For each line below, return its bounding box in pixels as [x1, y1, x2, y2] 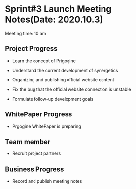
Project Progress [5, 44, 58, 53]
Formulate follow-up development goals [12, 96, 94, 102]
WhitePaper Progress [5, 110, 72, 119]
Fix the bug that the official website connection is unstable [12, 86, 131, 92]
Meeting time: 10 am [5, 30, 46, 36]
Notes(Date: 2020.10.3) [5, 14, 103, 25]
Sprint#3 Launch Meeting [5, 3, 112, 15]
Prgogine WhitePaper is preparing [12, 123, 81, 129]
